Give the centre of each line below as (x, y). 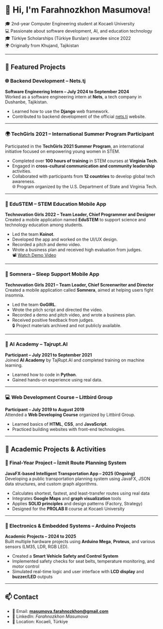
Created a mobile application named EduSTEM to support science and (75, 220)
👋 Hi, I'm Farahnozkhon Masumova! (78, 10)
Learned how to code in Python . (44, 374)
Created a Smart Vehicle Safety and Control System (65, 556)
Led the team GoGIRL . (34, 304)
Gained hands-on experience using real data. (57, 380)
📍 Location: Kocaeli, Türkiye (40, 621)
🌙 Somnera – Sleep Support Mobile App (52, 274)
